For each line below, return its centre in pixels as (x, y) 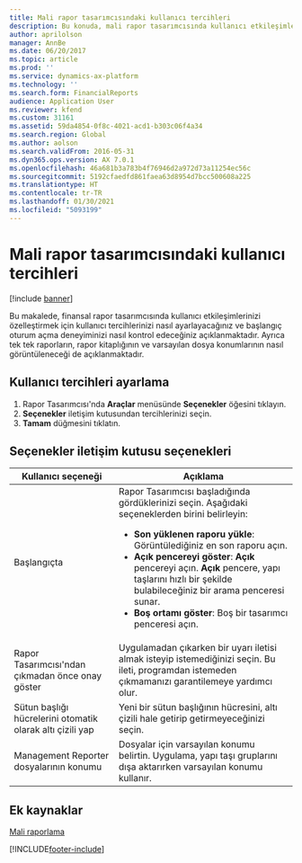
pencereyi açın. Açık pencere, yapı (207, 568)
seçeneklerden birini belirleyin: (183, 514)
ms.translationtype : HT (54, 185)
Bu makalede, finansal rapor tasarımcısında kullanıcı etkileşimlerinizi (135, 316)
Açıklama (204, 476)
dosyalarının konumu (58, 767)
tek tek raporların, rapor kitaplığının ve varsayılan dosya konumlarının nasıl (147, 344)
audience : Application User (62, 101)
